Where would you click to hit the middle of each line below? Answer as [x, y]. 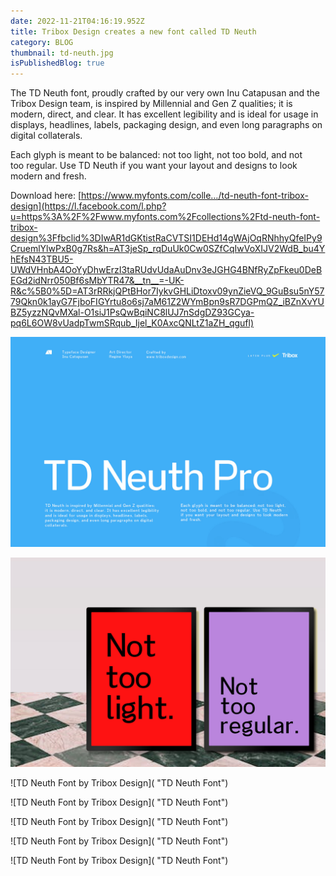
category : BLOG [42, 42]
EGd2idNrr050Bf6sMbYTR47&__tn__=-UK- [97, 281]
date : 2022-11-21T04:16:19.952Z [77, 21]
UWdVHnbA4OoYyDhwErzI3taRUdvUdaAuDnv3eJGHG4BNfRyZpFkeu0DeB [166, 270]
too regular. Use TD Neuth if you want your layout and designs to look [154, 166]
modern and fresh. [48, 176]
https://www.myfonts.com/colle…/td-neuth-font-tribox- [194, 196]
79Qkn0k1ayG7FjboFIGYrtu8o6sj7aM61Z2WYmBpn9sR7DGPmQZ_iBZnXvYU [167, 302]
